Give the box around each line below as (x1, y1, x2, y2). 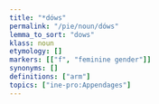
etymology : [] (9, 47, 63, 56)
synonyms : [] (9, 64, 59, 73)
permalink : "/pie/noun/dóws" (9, 22, 119, 31)
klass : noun (9, 38, 54, 48)
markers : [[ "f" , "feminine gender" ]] (9, 55, 152, 64)
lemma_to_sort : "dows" (9, 30, 95, 39)
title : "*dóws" (9, 13, 67, 23)
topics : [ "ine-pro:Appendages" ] (9, 80, 131, 90)
